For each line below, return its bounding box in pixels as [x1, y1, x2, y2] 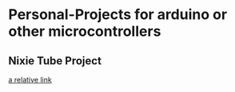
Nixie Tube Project [8, 54, 102, 67]
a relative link [8, 75, 52, 84]
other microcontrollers [8, 22, 161, 40]
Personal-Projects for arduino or [8, 6, 228, 24]
